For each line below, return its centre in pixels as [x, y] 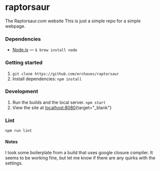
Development [22, 92]
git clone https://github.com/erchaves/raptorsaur [66, 74]
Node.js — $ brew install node [45, 50]
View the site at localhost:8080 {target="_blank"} [62, 108]
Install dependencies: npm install [47, 79]
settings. [14, 163]
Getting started [24, 62]
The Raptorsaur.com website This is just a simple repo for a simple [73, 21]
